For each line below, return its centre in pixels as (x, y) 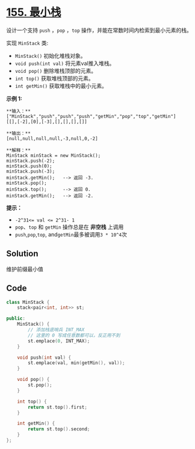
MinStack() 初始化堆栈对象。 (50, 55)
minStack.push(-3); (31, 171)
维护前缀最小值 (25, 269)
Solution (22, 254)
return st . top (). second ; (59, 429)
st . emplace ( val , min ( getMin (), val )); (76, 363)
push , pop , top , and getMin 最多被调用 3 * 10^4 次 (71, 234)
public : (16, 319)
